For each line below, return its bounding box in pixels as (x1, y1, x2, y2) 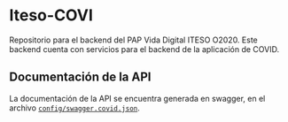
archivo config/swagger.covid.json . (9, 103, 140, 113)
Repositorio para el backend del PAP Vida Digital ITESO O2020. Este (9, 34, 259, 45)
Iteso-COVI (9, 5, 93, 26)
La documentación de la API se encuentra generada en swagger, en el (9, 93, 266, 103)
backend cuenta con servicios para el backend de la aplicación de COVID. (9, 43, 280, 54)
